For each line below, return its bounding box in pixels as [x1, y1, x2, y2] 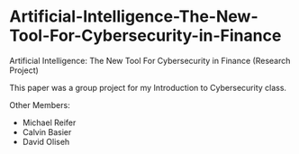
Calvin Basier [22, 126, 72, 137]
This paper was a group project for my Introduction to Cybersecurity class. [9, 82, 286, 93]
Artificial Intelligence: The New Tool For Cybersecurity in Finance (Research [9, 55, 291, 66]
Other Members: [9, 99, 70, 110]
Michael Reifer [22, 117, 77, 128]
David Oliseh [22, 136, 70, 147]
